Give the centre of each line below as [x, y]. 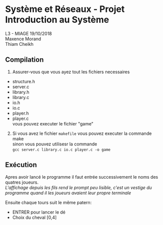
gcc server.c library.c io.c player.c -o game [61, 150]
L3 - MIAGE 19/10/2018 [29, 33]
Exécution [21, 165]
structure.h [24, 81]
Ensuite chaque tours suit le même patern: [48, 202]
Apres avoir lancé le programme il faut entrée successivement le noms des [81, 177]
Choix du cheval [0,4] [35, 217]
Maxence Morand [23, 39]
